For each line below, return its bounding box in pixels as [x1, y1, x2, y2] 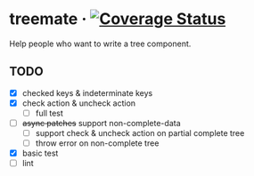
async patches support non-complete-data [21, 117, 181, 128]
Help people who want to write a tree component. [9, 38, 192, 49]
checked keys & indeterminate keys [21, 87, 153, 98]
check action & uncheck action [21, 98, 136, 108]
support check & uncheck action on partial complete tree [35, 128, 245, 138]
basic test [21, 148, 59, 159]
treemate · [9, 9, 87, 29]
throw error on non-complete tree [35, 138, 160, 148]
